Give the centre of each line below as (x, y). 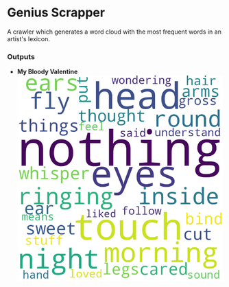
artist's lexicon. (28, 38)
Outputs (21, 56)
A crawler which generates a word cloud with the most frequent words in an (114, 32)
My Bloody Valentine (47, 72)
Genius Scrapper (56, 13)
